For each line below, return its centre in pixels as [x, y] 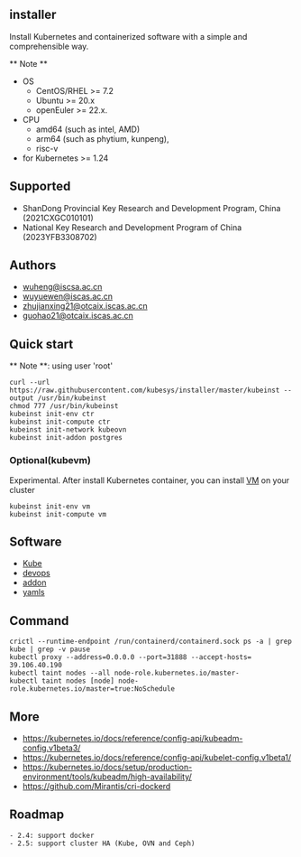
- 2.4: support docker [52, 835]
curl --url [30, 383]
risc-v [47, 148]
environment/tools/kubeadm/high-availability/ [107, 777]
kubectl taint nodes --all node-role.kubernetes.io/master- [125, 673]
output [22, 398]
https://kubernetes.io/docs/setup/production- [107, 767]
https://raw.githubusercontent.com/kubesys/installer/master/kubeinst [145, 391]
